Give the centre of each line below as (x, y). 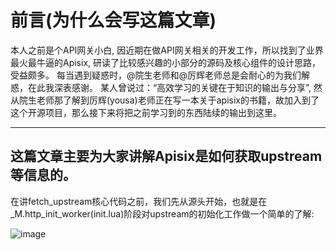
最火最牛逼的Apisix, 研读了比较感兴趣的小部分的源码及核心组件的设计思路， (166, 62)
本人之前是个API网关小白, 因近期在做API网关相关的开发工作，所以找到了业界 (167, 50)
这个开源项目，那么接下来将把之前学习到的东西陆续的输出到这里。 (146, 112)
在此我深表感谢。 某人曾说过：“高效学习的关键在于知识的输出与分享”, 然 (175, 87)
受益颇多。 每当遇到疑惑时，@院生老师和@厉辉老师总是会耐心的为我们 (156, 75)
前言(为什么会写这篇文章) (113, 20)
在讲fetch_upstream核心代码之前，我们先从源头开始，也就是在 (139, 201)
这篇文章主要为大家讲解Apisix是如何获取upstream (166, 156)
